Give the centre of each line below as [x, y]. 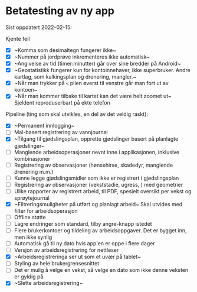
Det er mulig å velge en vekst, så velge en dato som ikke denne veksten [101, 270]
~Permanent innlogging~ [44, 126]
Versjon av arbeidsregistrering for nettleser [66, 250]
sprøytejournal [32, 198]
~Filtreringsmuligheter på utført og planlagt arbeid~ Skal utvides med [98, 204]
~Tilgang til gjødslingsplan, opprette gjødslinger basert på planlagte [96, 139]
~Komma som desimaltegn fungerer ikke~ [65, 50]
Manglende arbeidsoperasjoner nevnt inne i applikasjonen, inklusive [97, 152]
